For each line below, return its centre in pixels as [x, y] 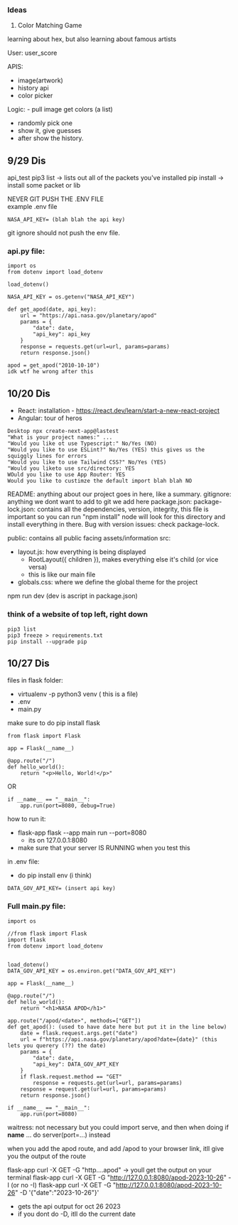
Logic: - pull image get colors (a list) [60, 109]
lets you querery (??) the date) [57, 1045]
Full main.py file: [37, 906]
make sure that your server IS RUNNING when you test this [104, 848]
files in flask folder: [36, 680]
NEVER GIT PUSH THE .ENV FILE [56, 199]
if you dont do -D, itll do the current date [77, 1214]
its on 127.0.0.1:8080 [58, 840]
